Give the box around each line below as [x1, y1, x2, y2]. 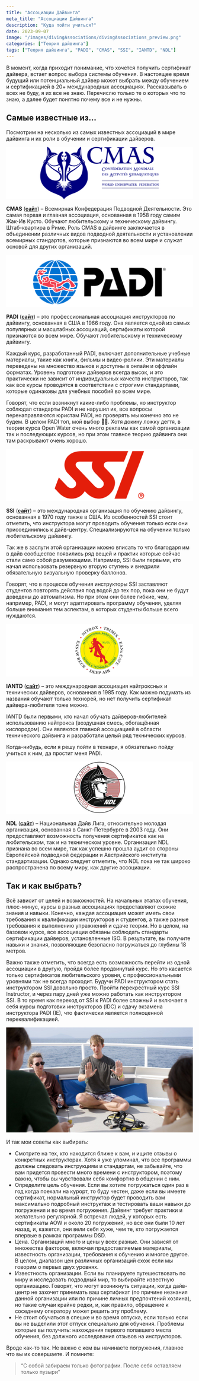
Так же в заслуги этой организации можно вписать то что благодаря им [6, 544, 190, 551]
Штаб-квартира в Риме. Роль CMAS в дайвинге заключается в [6, 224, 165, 231]
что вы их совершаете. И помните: [6, 1351, 94, 1358]
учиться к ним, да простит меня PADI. [6, 750, 102, 757]
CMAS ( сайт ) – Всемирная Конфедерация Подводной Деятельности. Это [6, 205, 192, 212]
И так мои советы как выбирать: [6, 1138, 89, 1145]
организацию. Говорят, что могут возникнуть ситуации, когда [14, 1282, 172, 1290]
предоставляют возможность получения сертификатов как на [6, 832, 165, 839]
